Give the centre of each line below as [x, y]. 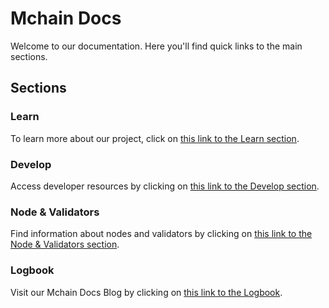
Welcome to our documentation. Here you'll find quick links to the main [156, 46]
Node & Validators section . [65, 244]
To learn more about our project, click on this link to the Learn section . [155, 138]
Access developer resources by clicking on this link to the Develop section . [165, 186]
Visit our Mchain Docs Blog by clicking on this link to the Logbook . [146, 292]
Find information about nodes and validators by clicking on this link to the [161, 234]
